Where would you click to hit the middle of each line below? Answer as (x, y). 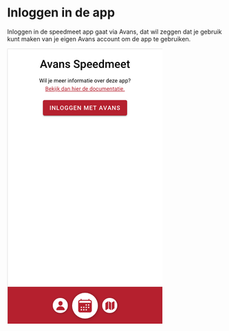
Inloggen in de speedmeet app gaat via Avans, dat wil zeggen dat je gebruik (115, 32)
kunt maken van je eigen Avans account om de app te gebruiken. (99, 38)
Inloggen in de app (61, 13)
